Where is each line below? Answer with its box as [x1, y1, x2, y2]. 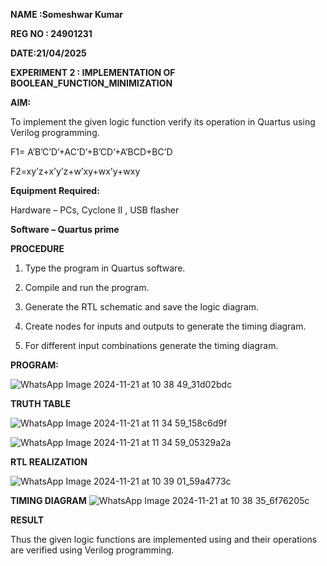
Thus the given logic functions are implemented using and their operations [10, 534, 318, 545]
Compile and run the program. [24, 282, 150, 293]
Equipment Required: [10, 185, 100, 196]
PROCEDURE [10, 243, 65, 254]
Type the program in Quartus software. [24, 262, 186, 274]
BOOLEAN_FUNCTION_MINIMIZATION [10, 77, 173, 89]
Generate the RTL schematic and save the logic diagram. [24, 301, 260, 313]
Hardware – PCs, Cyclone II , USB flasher [10, 204, 180, 216]
